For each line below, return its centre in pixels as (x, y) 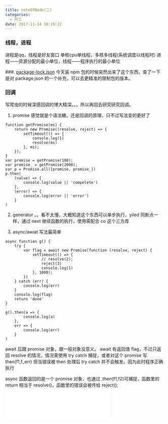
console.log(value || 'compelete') (61, 182)
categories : (18, 15)
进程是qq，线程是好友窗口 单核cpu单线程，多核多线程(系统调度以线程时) (80, 55)
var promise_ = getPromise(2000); (42, 165)
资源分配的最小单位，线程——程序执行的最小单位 (69, 61)
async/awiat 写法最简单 (37, 232)
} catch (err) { (32, 281)
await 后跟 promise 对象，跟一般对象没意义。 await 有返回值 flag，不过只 (81, 349)
